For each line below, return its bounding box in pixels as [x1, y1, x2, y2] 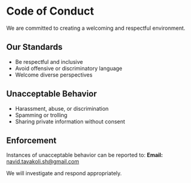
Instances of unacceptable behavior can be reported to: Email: [6, 151, 163, 159]
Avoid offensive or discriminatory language [15, 64, 122, 72]
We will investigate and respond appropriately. [6, 170, 122, 177]
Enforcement [6, 135, 56, 145]
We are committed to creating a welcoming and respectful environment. [6, 24, 186, 32]
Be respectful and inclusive [15, 58, 83, 65]
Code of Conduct [6, 4, 94, 18]
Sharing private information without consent [15, 117, 126, 125]
